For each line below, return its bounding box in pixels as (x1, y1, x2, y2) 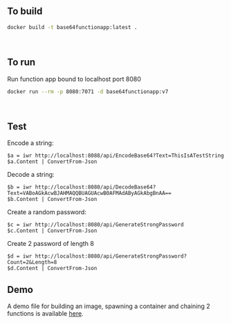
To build (7, 6, 43, 17)
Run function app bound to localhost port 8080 (7, 75, 142, 83)
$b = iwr (7, 184, 33, 191)
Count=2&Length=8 (7, 259, 57, 266)
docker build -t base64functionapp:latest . (7, 23, 138, 30)
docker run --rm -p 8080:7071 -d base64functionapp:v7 (7, 88, 169, 95)
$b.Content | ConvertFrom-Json (7, 196, 98, 203)
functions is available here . (7, 309, 84, 317)
